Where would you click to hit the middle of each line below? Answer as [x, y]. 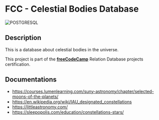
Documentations [31, 80]
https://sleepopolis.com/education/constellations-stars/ [68, 112]
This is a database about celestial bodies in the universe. [62, 49]
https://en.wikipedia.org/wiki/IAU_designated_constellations [72, 101]
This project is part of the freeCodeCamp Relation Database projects [74, 59]
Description [23, 38]
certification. [18, 64]
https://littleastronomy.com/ [40, 107]
